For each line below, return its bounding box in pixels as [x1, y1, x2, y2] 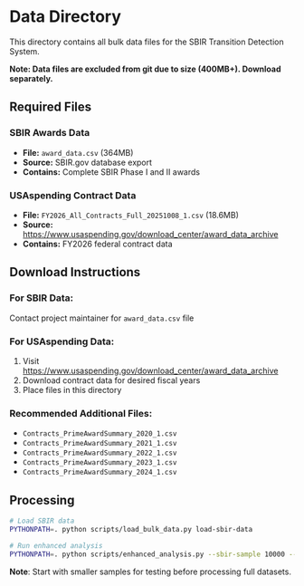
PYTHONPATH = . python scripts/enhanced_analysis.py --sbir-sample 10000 [9, 550, 285, 559]
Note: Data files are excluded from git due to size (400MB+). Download [9, 63, 281, 74]
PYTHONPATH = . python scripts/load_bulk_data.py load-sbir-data [9, 524, 253, 533]
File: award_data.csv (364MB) [22, 147, 134, 158]
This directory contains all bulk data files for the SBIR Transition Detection [9, 36, 284, 47]
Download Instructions [9, 264, 141, 280]
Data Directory [9, 6, 122, 27]
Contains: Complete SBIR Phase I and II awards [22, 166, 201, 178]
